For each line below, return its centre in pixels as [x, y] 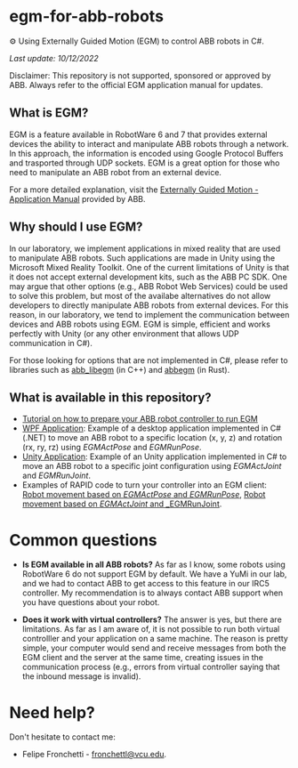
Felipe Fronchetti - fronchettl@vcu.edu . [94, 755]
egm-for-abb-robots [87, 16]
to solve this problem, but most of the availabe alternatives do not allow [140, 295]
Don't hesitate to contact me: [62, 737]
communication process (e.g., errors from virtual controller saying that [151, 667]
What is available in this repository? [110, 397]
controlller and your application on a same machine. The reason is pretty [155, 639]
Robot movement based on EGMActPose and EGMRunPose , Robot [144, 495]
